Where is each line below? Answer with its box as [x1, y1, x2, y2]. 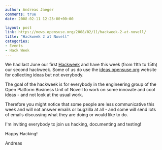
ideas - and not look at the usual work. [5, 92, 83, 98]
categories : [5, 39, 30, 44]
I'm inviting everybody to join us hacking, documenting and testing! [5, 121, 142, 127]
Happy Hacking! [5, 130, 38, 136]
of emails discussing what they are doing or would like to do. [5, 111, 128, 118]
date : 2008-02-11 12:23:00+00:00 [5, 16, 74, 21]
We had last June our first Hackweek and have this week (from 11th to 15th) [5, 61, 158, 67]
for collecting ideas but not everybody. [5, 72, 84, 77]
